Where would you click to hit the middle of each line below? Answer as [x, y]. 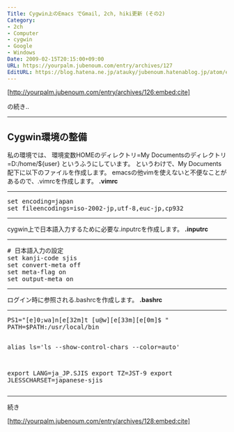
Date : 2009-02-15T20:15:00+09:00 [56, 59]
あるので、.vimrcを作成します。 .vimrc [63, 181]
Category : [22, 20]
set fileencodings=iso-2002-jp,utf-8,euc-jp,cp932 [95, 209]
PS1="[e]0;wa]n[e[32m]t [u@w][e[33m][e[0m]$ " [88, 320]
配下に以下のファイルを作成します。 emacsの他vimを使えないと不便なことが [117, 172]
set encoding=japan [40, 202]
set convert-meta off [44, 265]
